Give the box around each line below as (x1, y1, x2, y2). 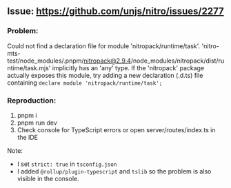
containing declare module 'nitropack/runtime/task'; (7, 79, 163, 87)
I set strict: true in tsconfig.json (17, 160, 117, 168)
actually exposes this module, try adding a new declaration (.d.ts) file (7, 71, 203, 79)
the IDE (17, 133, 39, 141)
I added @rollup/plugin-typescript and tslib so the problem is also (17, 167, 212, 175)
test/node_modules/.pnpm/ (7, 56, 84, 65)
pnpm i (17, 111, 37, 119)
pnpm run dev (17, 118, 57, 127)
